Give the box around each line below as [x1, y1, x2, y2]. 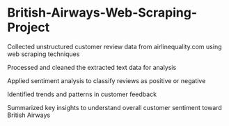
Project [7, 19, 50, 35]
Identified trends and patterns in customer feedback [7, 90, 157, 98]
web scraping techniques [7, 50, 80, 58]
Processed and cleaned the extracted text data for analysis [7, 63, 177, 71]
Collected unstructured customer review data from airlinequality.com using [7, 42, 222, 51]
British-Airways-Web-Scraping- [7, 5, 198, 21]
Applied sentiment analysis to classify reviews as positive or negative [7, 76, 206, 84]
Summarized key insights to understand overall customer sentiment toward [7, 103, 223, 111]
